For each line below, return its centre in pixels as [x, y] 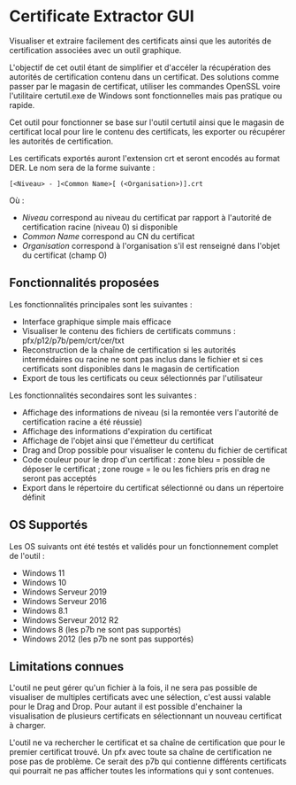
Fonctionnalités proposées [84, 283]
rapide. [22, 105]
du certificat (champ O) [65, 255]
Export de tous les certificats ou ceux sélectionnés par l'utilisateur [142, 377]
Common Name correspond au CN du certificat [108, 236]
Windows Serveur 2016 [65, 601]
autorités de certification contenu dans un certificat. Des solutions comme [144, 76]
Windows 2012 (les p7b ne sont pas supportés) [108, 639]
